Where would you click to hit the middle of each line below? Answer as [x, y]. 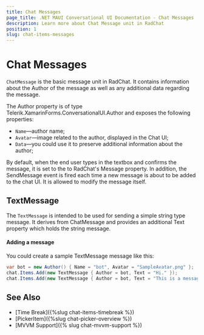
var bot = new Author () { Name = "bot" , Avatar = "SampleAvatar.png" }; [100, 267]
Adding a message [30, 242]
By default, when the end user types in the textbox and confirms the [92, 163]
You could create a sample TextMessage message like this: [80, 256]
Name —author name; [40, 131]
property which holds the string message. [59, 228]
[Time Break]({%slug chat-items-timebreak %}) [75, 312]
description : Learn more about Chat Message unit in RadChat [85, 23]
